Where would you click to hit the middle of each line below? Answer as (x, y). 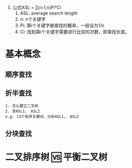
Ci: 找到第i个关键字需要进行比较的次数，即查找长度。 (75, 32)
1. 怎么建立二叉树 (22, 106)
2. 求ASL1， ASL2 (23, 111)
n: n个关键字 (33, 19)
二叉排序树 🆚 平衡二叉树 (56, 157)
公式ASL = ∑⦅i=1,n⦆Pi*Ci (37, 7)
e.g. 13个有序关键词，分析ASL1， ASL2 (42, 117)
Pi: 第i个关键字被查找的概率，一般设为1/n (62, 25)
